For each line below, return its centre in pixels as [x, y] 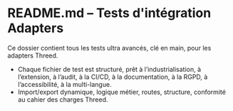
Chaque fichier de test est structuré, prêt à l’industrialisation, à [109, 69]
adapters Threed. [33, 55]
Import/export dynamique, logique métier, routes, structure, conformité [122, 92]
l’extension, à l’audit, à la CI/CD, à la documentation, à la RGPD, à [113, 77]
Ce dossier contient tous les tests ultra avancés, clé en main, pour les [109, 48]
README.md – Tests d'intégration [109, 13]
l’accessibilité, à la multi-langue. [64, 84]
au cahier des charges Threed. [63, 99]
